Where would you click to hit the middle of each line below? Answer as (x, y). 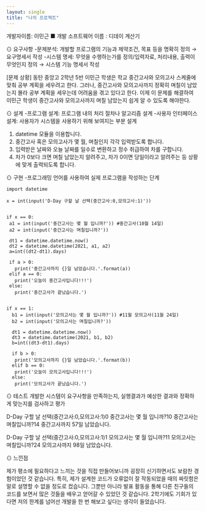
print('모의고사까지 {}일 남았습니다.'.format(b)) (73, 360)
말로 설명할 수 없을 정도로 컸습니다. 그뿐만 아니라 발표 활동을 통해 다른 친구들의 (100, 486)
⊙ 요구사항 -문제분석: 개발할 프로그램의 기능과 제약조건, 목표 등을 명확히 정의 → (102, 49)
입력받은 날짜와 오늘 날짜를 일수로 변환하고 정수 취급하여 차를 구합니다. (99, 149)
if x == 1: (20, 308)
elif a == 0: (26, 274)
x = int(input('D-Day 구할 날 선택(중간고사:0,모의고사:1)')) (79, 201)
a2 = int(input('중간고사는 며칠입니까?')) (59, 230)
